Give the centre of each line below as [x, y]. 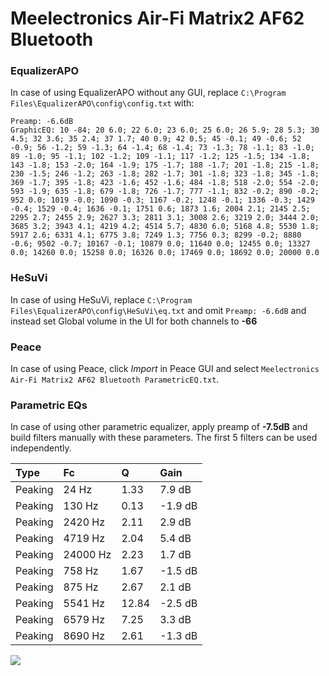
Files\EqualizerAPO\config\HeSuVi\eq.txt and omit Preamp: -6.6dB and [158, 310]
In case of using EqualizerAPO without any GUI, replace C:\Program [148, 93]
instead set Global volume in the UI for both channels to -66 [134, 321]
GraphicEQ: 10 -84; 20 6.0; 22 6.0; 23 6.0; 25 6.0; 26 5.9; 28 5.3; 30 [165, 130]
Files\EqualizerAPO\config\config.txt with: [102, 103]
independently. [41, 448]
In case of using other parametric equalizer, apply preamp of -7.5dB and [159, 427]
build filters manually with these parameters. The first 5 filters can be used [164, 438]
